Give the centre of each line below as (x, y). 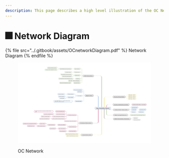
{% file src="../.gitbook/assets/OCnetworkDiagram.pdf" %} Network (76, 50)
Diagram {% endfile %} (29, 56)
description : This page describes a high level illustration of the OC (82, 11)
